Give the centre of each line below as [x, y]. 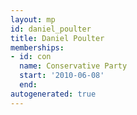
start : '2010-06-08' [62, 76]
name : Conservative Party [73, 66]
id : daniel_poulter [51, 29]
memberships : [37, 47]
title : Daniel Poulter [57, 38]
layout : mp [33, 19]
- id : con [31, 57]
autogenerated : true [53, 94]
